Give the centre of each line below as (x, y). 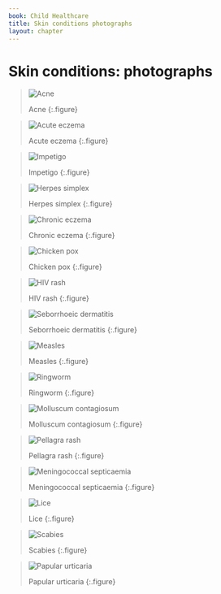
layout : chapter (36, 31)
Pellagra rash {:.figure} (66, 456)
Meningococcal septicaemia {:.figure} (91, 488)
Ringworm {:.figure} (61, 393)
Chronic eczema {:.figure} (71, 236)
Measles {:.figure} (58, 362)
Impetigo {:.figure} (59, 172)
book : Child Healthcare (49, 16)
